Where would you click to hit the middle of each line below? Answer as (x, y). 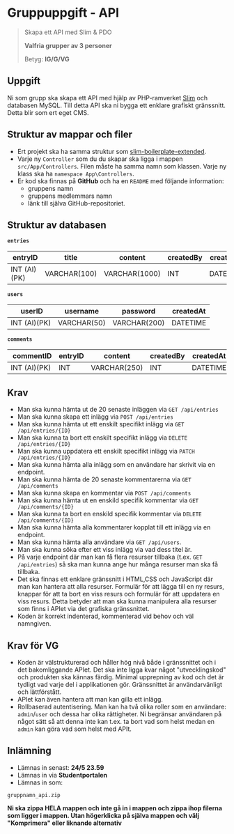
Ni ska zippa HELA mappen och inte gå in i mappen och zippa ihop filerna (115, 808)
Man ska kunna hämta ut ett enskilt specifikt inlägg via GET (101, 424)
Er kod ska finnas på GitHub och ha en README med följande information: (120, 181)
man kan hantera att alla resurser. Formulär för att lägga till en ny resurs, (121, 587)
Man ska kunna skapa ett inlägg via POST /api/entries (95, 417)
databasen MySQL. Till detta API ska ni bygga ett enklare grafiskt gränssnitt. (117, 105)
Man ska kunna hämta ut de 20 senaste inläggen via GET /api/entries (118, 410)
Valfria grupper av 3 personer (68, 45)
